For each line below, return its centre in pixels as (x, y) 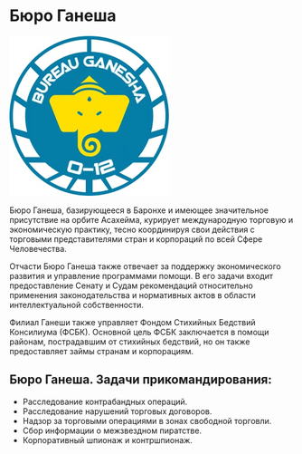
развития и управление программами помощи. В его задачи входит (142, 275)
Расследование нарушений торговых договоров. (117, 411)
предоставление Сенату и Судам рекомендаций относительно (131, 285)
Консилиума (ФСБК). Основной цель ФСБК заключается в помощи (139, 332)
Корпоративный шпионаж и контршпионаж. (107, 440)
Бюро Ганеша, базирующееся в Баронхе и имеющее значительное (139, 210)
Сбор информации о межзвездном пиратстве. (112, 430)
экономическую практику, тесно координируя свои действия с (132, 229)
